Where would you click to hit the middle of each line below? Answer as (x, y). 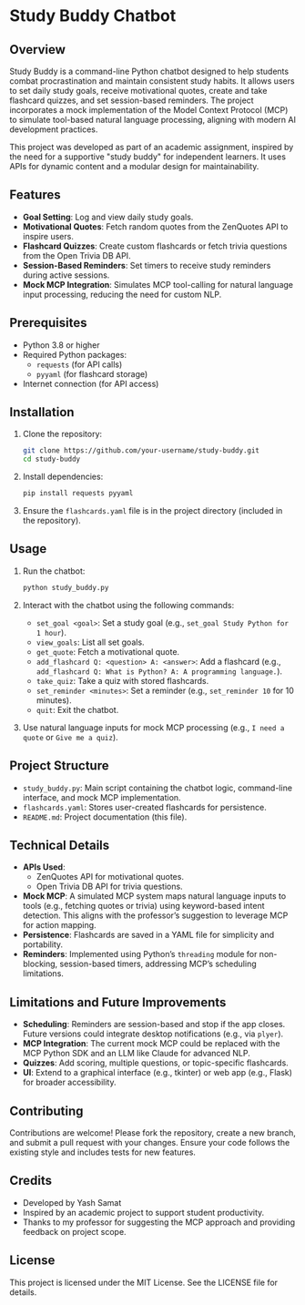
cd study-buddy (51, 459)
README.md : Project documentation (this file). (105, 817)
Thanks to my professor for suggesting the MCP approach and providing (159, 1222)
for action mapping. (60, 925)
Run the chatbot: (54, 571)
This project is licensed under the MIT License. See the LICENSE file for (144, 1282)
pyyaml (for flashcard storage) (92, 373)
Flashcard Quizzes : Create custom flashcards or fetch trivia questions (155, 246)
